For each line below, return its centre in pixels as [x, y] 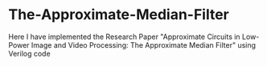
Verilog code [29, 53]
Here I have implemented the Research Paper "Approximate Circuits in [124, 37]
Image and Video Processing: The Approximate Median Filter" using [143, 45]
